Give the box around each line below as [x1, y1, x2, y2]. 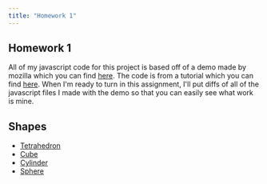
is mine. [8, 97, 34, 106]
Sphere [19, 166, 44, 176]
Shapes [8, 119, 47, 133]
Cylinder [19, 158, 49, 168]
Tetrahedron [19, 141, 62, 150]
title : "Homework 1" [8, 11, 78, 20]
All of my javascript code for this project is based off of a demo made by [8, 62, 246, 72]
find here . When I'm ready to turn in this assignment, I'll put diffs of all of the [8, 79, 260, 89]
